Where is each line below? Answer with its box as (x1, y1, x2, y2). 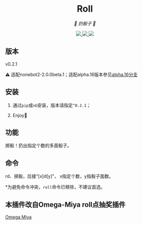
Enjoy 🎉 (12, 112, 28, 118)
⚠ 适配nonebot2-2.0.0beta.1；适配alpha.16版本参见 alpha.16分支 (5, 71, 138, 78)
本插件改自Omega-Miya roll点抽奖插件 (5, 200, 126, 209)
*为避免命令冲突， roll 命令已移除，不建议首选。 (5, 184, 105, 190)
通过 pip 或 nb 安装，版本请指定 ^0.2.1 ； (12, 102, 91, 108)
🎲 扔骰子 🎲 (74, 20, 96, 26)
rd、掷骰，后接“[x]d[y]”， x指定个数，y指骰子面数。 (5, 173, 114, 179)
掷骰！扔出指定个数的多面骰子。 (5, 142, 72, 148)
